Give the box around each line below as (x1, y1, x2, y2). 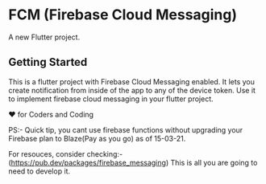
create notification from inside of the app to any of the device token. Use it (8, 85, 256, 95)
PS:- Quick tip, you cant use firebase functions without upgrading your (8, 125, 243, 134)
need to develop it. (8, 166, 71, 176)
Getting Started (8, 55, 88, 69)
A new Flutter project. (8, 32, 81, 42)
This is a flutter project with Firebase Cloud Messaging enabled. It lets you (8, 76, 256, 86)
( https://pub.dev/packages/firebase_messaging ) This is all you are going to (8, 157, 258, 167)
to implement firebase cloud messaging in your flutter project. (8, 94, 214, 104)
